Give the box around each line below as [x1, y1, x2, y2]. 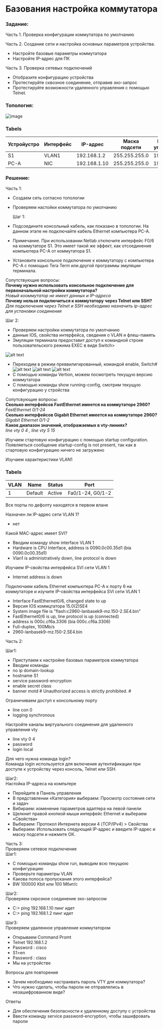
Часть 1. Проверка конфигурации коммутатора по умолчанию [5, 32, 134, 37]
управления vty [5, 726, 38, 732]
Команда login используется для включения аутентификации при [5, 761, 141, 767]
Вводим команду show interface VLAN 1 [12, 540, 94, 545]
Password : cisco [12, 945, 47, 950]
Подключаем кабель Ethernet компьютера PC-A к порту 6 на [5, 583, 132, 589]
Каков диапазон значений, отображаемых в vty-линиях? [5, 422, 127, 428]
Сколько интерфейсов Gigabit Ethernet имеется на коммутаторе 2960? [5, 412, 158, 418]
